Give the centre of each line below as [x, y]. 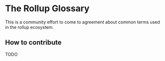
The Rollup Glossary [47, 9]
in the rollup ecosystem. [30, 27]
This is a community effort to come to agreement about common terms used [82, 22]
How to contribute [33, 43]
